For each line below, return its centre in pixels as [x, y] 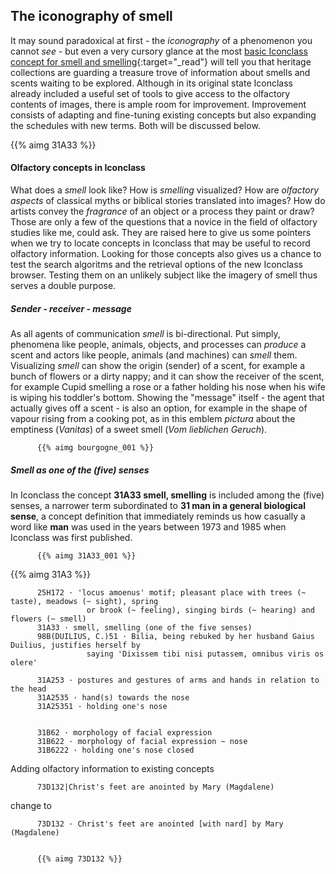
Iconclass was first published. [71, 537]
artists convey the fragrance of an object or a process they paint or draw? [162, 211]
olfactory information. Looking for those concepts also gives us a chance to [166, 254]
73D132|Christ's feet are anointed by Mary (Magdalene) [155, 787]
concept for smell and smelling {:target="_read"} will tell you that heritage [161, 61]
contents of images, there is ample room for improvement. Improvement [158, 104]
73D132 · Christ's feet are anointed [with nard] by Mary [160, 824]
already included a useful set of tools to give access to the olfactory [150, 93]
